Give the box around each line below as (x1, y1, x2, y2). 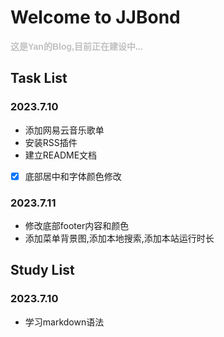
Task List (10, 70, 68, 87)
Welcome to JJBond (10, 6, 181, 29)
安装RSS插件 (24, 136, 78, 148)
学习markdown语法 (24, 316, 105, 328)
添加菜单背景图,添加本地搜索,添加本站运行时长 (24, 232, 215, 244)
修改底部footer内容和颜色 (24, 219, 130, 231)
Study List (10, 262, 75, 279)
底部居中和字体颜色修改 (24, 170, 122, 182)
